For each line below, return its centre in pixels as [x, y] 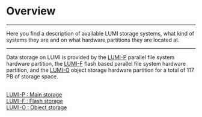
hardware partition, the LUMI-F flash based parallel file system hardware [96, 63]
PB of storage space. [32, 76]
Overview [31, 11]
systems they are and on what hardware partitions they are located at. [93, 40]
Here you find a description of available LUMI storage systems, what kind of [100, 33]
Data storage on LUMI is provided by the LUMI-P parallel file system [90, 57]
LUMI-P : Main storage [34, 94]
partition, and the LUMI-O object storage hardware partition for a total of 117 [100, 70]
